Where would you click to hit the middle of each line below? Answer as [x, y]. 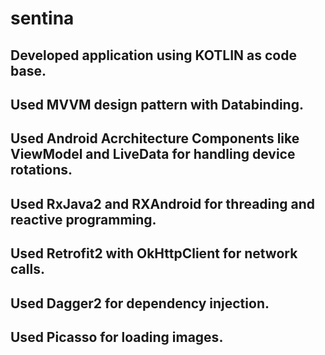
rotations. [41, 170]
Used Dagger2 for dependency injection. [140, 303]
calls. [27, 269]
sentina [42, 18]
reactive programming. [83, 219]
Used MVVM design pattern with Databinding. [157, 104]
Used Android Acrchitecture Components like [155, 138]
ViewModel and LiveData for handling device [153, 154]
